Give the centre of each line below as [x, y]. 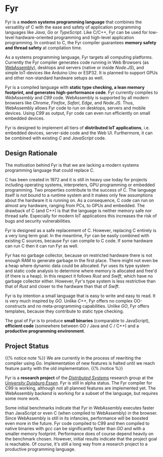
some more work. [23, 398]
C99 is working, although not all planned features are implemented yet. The [81, 388]
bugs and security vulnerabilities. [38, 221]
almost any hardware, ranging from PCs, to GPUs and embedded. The [75, 205]
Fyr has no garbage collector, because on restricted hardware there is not [79, 255]
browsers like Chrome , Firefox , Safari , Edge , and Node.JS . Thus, [70, 103]
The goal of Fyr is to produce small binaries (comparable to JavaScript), [77, 320]
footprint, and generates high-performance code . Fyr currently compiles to [81, 92]
